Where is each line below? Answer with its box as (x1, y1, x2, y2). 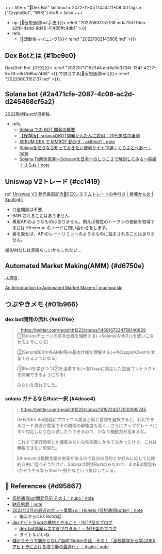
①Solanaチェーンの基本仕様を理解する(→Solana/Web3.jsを (16, 332, 137, 339)
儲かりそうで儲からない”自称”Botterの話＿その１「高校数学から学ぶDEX (12, 538, 156, 544)
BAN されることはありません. (12, 213, 70, 219)
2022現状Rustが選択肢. (5, 111, 51, 117)
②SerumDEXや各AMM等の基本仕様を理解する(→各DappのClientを (16, 349, 151, 355)
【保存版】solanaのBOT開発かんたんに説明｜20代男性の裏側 (19, 132, 140, 138)
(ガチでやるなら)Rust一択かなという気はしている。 (16, 468, 118, 474)
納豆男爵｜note (12, 502, 43, 507)
